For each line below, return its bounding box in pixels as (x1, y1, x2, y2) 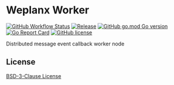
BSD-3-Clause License (6, 72, 62, 79)
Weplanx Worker (6, 3, 90, 17)
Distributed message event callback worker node (6, 40, 125, 47)
